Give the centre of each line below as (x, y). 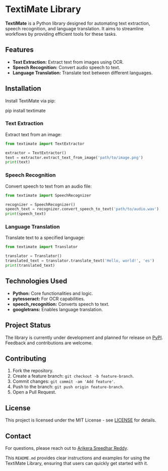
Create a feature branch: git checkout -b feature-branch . (73, 376)
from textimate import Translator (42, 247)
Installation (23, 89)
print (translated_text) (30, 266)
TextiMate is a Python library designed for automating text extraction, (78, 23)
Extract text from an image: (34, 134)
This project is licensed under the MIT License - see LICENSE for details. (81, 420)
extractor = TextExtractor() (36, 153)
